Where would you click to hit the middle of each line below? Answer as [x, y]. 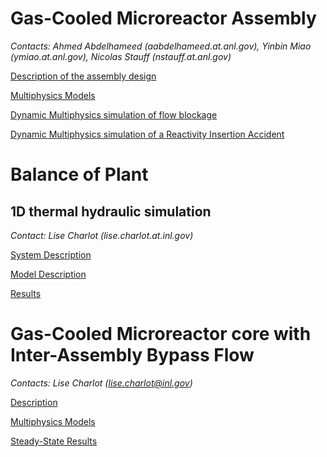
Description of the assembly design [83, 76]
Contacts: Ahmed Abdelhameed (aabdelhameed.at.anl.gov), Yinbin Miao [161, 46]
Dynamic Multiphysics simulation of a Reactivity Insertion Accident [147, 134]
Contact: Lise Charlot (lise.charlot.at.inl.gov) [102, 235]
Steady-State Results [54, 441]
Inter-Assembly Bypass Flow [132, 355]
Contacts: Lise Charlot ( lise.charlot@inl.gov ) [101, 383]
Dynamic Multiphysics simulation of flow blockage [114, 114]
